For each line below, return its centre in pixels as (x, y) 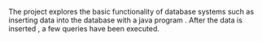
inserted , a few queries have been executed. (84, 29)
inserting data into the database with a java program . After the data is (125, 20)
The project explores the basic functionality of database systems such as (131, 12)
